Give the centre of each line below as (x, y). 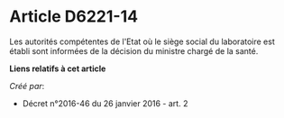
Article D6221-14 (73, 17)
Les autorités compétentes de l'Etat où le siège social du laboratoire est (142, 41)
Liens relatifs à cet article (58, 68)
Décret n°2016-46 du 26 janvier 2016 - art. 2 (105, 103)
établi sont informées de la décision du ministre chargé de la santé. (134, 50)
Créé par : (27, 86)
